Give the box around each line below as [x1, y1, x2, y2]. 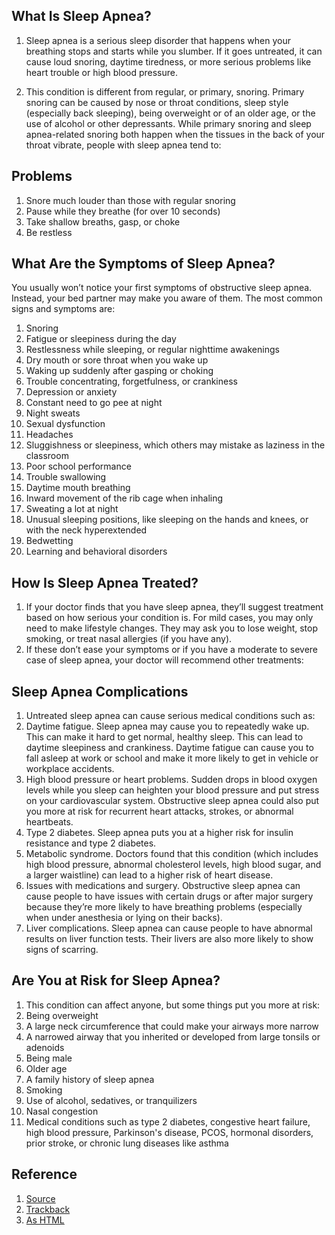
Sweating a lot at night [25, 503, 119, 515]
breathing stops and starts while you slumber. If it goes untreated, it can [25, 45, 323, 57]
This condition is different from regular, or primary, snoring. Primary [25, 85, 305, 98]
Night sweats [25, 407, 81, 419]
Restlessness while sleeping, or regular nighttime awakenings [25, 344, 280, 356]
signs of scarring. [25, 944, 99, 956]
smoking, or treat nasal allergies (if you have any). [25, 633, 233, 645]
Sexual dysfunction [25, 418, 106, 430]
